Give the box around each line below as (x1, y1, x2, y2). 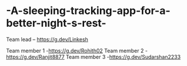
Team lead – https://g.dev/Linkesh (6, 36, 88, 43)
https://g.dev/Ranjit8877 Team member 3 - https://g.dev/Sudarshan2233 (6, 53, 181, 60)
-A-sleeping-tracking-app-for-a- (6, 4, 171, 18)
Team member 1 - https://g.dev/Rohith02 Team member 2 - (6, 47, 148, 54)
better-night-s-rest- (6, 16, 107, 30)
